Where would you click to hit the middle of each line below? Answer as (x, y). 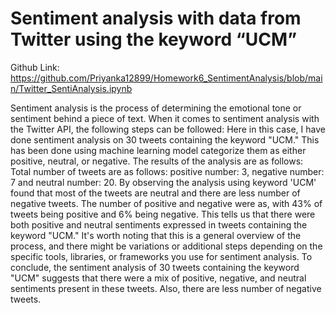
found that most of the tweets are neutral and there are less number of (155, 193)
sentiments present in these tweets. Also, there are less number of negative (166, 288)
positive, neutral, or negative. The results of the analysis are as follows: (157, 161)
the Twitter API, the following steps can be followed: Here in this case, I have (168, 129)
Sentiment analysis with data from (156, 18)
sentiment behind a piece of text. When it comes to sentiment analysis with (165, 118)
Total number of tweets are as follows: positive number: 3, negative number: (167, 171)
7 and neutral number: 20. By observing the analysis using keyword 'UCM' (163, 182)
